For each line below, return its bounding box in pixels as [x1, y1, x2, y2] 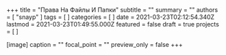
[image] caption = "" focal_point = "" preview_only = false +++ [6, 41, 183, 48]
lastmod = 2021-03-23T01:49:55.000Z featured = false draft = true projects [6, 20, 220, 28]
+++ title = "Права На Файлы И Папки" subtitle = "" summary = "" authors [6, 6, 218, 14]
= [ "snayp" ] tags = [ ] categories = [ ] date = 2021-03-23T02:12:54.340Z [6, 13, 215, 21]
